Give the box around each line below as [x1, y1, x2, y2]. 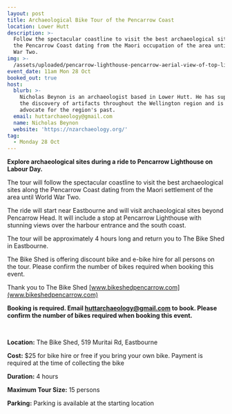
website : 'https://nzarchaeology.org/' [13, 126, 128, 133]
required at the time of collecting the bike [7, 359, 124, 367]
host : [7, 81, 23, 88]
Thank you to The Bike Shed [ [7, 283, 92, 292]
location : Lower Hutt [7, 23, 70, 30]
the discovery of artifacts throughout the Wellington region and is [19, 100, 224, 107]
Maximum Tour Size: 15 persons [7, 386, 100, 394]
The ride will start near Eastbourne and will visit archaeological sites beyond [7, 207, 224, 215]
